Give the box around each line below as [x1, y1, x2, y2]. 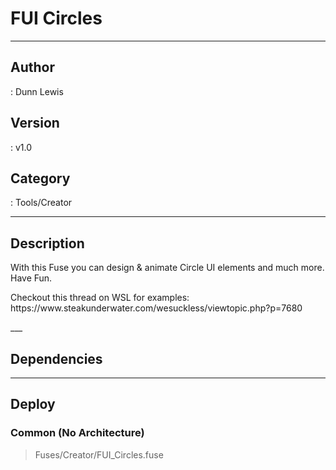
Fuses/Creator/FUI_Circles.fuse [34, 448, 164, 461]
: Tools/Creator [10, 197, 73, 209]
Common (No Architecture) [10, 426, 145, 440]
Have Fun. [10, 272, 53, 284]
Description [10, 235, 85, 252]
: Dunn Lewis [10, 85, 64, 97]
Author [10, 59, 55, 76]
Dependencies [10, 350, 103, 367]
